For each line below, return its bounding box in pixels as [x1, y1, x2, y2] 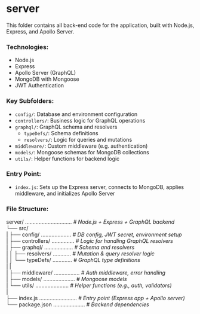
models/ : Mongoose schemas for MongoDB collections [14, 148, 149, 156]
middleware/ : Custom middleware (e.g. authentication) [14, 142, 148, 150]
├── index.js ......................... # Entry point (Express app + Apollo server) [6, 295, 185, 302]
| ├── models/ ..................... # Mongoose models [6, 276, 127, 283]
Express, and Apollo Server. [6, 28, 75, 35]
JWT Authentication [14, 82, 64, 89]
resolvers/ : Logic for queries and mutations [23, 136, 133, 143]
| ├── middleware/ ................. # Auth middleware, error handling [6, 269, 166, 276]
